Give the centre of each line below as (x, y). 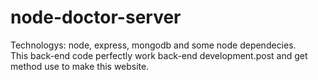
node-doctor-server (96, 17)
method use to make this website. (80, 66)
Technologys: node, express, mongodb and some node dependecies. (153, 45)
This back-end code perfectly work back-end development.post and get (159, 55)
